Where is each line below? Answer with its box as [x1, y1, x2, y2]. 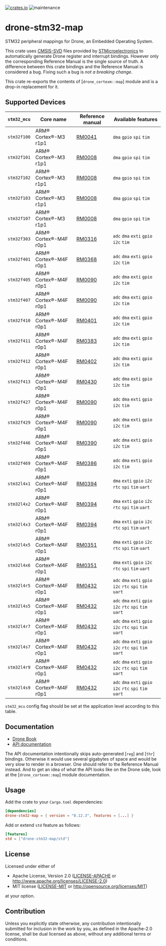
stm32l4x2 [7, 501, 31, 507]
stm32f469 [7, 460, 31, 466]
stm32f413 [7, 379, 31, 384]
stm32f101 [7, 154, 31, 160]
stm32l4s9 [7, 685, 31, 690]
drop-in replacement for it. [5, 84, 59, 90]
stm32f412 [7, 359, 31, 364]
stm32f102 [7, 175, 31, 180]
